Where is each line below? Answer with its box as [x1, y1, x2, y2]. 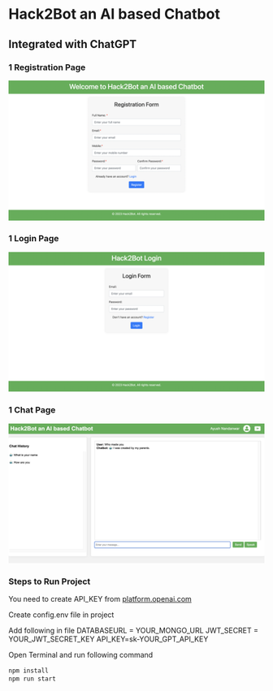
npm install [8, 667, 49, 675]
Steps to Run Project [8, 576, 91, 587]
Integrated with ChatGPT [8, 37, 137, 51]
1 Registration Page [8, 62, 86, 73]
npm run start [8, 675, 57, 683]
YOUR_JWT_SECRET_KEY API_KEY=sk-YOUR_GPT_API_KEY [8, 634, 209, 644]
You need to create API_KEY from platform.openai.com [8, 594, 193, 604]
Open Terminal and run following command [8, 650, 154, 660]
